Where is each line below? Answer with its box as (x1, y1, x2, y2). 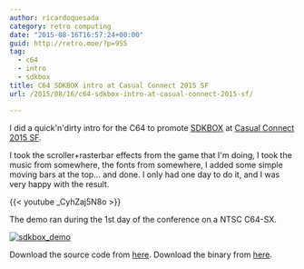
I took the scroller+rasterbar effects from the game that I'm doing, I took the (9, 149, 292, 160)
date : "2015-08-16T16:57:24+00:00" (9, 30, 144, 39)
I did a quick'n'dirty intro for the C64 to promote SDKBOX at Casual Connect (9, 122, 295, 133)
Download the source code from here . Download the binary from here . (9, 249, 273, 260)
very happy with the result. (9, 178, 110, 189)
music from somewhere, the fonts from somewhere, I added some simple (9, 159, 283, 170)
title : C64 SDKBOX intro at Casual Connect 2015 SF (9, 81, 209, 90)
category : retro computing (9, 22, 112, 31)
